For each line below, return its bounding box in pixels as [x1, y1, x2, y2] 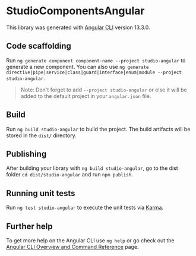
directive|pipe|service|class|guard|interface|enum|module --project [6, 69, 182, 75]
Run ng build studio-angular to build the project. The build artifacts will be [6, 125, 191, 132]
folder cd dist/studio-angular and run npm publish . [6, 171, 134, 178]
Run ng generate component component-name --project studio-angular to [6, 56, 186, 64]
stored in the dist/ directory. [6, 132, 77, 139]
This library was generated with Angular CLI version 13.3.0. [6, 24, 150, 31]
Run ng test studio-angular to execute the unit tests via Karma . [6, 204, 164, 211]
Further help [6, 221, 53, 231]
